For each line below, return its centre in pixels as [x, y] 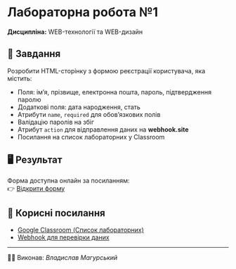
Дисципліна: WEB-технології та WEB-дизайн [75, 32]
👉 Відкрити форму [36, 188]
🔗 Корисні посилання [56, 213]
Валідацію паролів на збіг [56, 122]
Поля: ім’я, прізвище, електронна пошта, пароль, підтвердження [114, 92]
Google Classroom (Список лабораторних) [80, 230]
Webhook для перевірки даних [64, 237]
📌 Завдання [34, 54]
